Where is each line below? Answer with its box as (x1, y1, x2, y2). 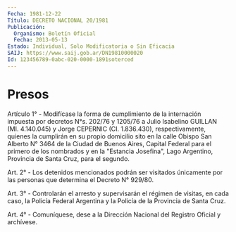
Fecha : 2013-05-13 (13, 37, 68, 44)
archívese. (7, 217, 37, 226)
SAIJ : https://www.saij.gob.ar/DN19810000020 (7, 50, 143, 57)
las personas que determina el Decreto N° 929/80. (7, 175, 154, 183)
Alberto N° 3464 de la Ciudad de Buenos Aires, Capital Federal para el (7, 139, 212, 148)
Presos (7, 86, 49, 102)
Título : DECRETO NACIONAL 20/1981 (7, 17, 109, 24)
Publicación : (7, 23, 46, 30)
